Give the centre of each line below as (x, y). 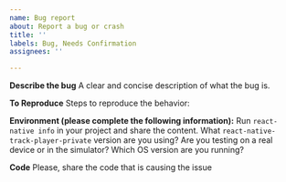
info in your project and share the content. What (129, 131)
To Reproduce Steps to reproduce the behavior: (100, 103)
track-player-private (51, 141)
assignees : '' (37, 52)
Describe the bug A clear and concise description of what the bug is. (140, 86)
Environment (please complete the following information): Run (130, 121)
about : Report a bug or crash (67, 26)
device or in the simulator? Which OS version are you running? (127, 150)
